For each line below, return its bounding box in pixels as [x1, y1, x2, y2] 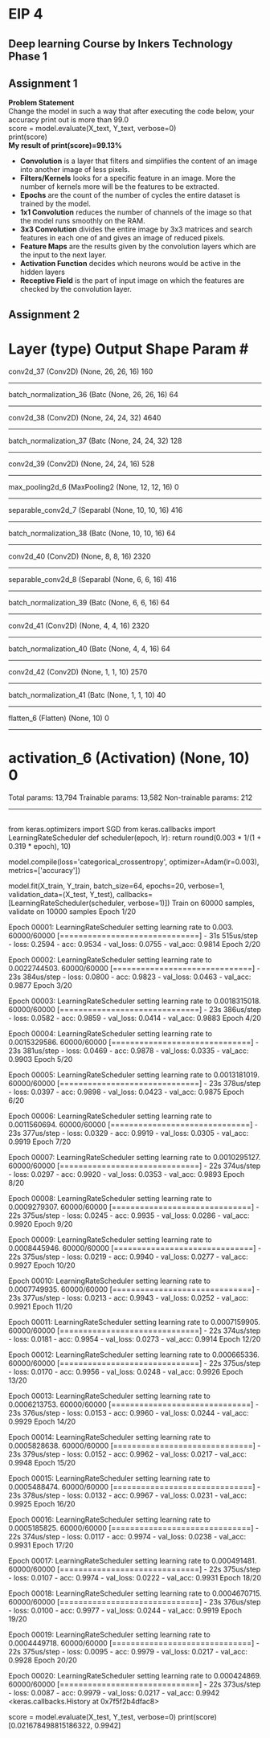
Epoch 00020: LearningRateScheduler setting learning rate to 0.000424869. [8, 1670, 262, 1680]
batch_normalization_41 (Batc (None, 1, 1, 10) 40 [8, 690, 166, 699]
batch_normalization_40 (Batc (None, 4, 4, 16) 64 [8, 644, 171, 654]
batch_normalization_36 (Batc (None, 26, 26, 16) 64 [8, 389, 178, 399]
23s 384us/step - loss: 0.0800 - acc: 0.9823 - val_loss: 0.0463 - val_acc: [8, 972, 252, 982]
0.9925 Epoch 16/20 [8, 1498, 76, 1508]
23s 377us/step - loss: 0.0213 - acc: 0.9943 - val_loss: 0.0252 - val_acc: [8, 1293, 249, 1302]
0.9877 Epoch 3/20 [8, 980, 72, 990]
